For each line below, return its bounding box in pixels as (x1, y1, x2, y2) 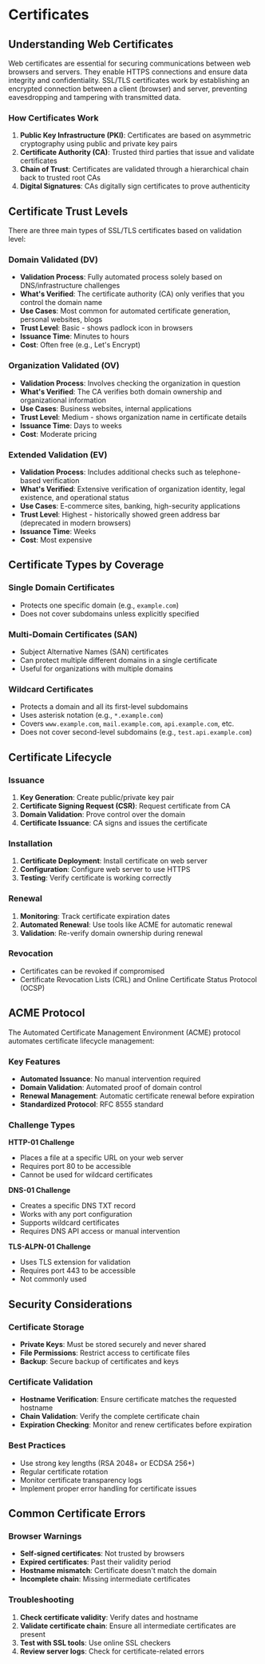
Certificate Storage (8, 1321, 85, 1333)
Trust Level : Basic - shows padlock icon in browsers (19, 323, 193, 333)
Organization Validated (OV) (8, 360, 120, 371)
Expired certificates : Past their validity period (19, 1557, 172, 1567)
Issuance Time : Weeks (19, 527, 97, 536)
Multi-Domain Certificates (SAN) (8, 628, 138, 640)
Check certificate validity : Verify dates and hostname (19, 1612, 199, 1622)
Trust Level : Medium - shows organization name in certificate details (19, 412, 247, 422)
